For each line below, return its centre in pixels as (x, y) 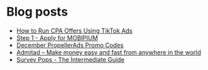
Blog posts (37, 12)
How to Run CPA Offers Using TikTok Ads (74, 31)
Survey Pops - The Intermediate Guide (70, 59)
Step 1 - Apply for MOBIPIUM (57, 37)
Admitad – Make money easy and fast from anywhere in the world (109, 52)
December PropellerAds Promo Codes (70, 45)
